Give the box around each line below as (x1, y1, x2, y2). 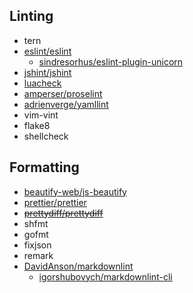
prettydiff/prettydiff (23, 207, 104, 219)
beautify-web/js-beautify (23, 185, 127, 198)
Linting (9, 8, 54, 25)
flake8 (23, 119, 51, 131)
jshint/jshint (23, 66, 72, 78)
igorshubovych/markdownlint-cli (38, 270, 173, 283)
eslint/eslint (23, 45, 72, 57)
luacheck (23, 77, 62, 89)
